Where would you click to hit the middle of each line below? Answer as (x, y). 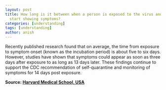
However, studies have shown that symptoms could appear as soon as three (83, 57)
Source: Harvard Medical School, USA (45, 82)
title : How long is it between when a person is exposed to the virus (79, 14)
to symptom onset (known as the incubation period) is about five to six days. (83, 52)
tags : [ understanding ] (28, 28)
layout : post (19, 10)
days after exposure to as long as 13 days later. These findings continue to (81, 62)
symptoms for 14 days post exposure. (43, 73)
